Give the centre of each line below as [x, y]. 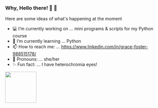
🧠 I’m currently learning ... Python [47, 41]
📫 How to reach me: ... [36, 47]
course [20, 36]
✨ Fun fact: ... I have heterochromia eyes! [55, 65]
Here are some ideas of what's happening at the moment [64, 19]
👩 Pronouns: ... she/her [36, 59]
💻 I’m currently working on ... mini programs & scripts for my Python [83, 29]
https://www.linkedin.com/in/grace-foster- [105, 47]
